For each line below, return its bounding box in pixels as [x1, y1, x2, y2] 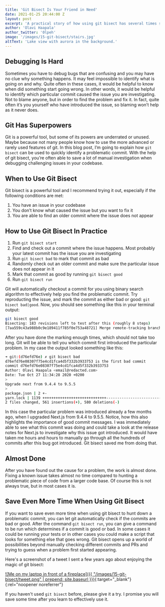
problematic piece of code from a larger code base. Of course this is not [5, 478, 151, 484]
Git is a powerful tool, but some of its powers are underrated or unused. [5, 134, 150, 140]
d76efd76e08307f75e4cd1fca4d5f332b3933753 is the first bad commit [5, 359, 146, 364]
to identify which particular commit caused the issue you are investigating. [5, 91, 156, 97]
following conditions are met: [5, 193, 64, 199]
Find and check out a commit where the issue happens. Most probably [12, 245, 155, 251]
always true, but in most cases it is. [5, 483, 76, 489]
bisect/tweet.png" [5, 576, 42, 582]
